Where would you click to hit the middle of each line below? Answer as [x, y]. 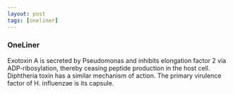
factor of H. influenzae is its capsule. [61, 83]
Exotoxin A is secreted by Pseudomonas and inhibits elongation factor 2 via [117, 60]
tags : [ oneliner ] [33, 20]
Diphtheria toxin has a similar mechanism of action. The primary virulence [114, 76]
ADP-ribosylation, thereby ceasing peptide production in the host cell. [109, 68]
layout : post [26, 14]
